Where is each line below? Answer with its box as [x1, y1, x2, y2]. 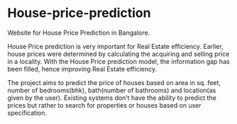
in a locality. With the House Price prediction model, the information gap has [7, 57, 230, 65]
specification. [7, 108, 48, 117]
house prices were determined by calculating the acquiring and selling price [7, 50, 230, 58]
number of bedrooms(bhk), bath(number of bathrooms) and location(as [7, 86, 216, 94]
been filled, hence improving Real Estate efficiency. [7, 64, 158, 73]
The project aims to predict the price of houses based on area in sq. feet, [7, 78, 221, 86]
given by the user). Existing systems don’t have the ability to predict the [7, 94, 216, 102]
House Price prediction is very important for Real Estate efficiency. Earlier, [7, 42, 224, 50]
